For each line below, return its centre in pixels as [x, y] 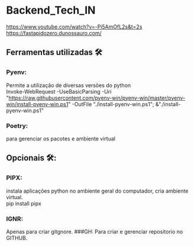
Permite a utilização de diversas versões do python [69, 85]
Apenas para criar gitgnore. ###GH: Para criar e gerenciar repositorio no [95, 231]
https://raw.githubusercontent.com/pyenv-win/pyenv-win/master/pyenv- [97, 98]
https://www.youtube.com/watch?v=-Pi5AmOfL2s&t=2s [74, 27]
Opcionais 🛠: [31, 158]
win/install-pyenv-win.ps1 [37, 104]
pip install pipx [24, 203]
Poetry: [17, 126]
